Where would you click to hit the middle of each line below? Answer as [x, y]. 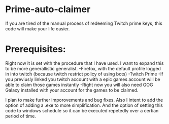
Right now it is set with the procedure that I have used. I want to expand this [84, 63]
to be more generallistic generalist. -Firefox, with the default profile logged [83, 68]
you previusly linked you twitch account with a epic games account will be [83, 79]
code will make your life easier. [38, 28]
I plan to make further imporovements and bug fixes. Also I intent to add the [84, 100]
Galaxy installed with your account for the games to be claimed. [72, 90]
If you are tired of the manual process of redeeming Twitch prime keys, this [84, 23]
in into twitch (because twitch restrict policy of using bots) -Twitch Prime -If [84, 74]
